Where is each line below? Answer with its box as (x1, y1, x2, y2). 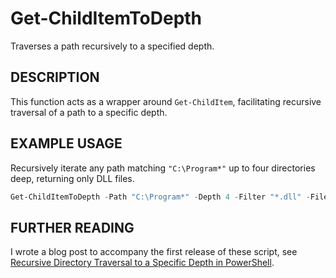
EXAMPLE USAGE (10, 135, 123, 152)
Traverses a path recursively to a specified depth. (10, 40, 215, 52)
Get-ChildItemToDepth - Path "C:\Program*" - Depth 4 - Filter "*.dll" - (10, 192, 311, 202)
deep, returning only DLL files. (10, 172, 135, 184)
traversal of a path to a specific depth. (10, 106, 168, 118)
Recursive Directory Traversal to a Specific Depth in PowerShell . (10, 257, 275, 269)
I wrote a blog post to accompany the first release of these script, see (10, 246, 298, 258)
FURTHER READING (10, 219, 135, 236)
